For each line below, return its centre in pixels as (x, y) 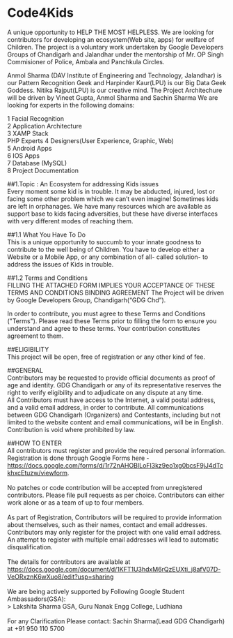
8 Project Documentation (43, 170)
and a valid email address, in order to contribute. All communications (105, 407)
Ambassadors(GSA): (37, 599)
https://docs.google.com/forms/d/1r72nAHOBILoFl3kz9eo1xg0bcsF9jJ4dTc (115, 465)
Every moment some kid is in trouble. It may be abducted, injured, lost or (111, 191)
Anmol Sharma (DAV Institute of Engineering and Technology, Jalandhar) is (115, 75)
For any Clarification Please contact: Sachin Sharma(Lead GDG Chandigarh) (116, 621)
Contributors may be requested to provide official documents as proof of (111, 378)
